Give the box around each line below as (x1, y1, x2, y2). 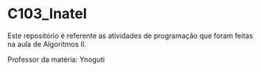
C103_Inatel (7, 5, 87, 23)
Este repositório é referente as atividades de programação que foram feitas (7, 31, 253, 40)
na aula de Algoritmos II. (7, 39, 87, 48)
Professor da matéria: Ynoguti (7, 55, 105, 64)
